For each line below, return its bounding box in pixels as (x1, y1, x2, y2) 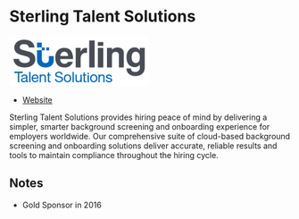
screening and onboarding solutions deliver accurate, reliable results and (9, 140, 278, 151)
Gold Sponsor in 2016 (21, 199, 103, 210)
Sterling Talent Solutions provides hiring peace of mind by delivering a (9, 112, 268, 122)
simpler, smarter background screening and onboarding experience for (9, 121, 270, 131)
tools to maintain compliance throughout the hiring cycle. (9, 149, 219, 160)
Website (21, 94, 54, 105)
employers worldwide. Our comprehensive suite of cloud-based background (9, 131, 291, 141)
